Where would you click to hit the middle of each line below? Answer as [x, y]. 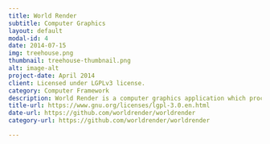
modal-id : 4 [28, 38]
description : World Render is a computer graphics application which [127, 98]
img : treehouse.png [41, 53]
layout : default [35, 31]
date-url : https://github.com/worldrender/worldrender [102, 113]
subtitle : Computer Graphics [57, 23]
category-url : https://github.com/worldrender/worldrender [109, 121]
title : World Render [43, 16]
